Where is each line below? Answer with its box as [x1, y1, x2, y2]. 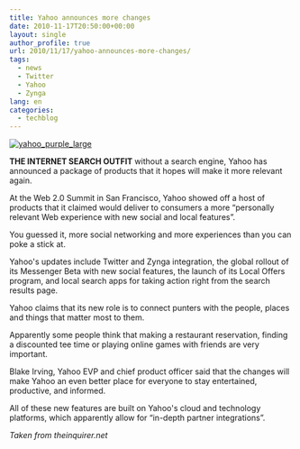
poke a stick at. [9, 239, 66, 250]
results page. [9, 285, 59, 296]
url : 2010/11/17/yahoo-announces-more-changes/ [9, 47, 192, 56]
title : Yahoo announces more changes [9, 13, 151, 23]
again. [9, 175, 33, 186]
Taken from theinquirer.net [9, 430, 108, 441]
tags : [9, 55, 30, 64]
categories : [9, 105, 54, 115]
